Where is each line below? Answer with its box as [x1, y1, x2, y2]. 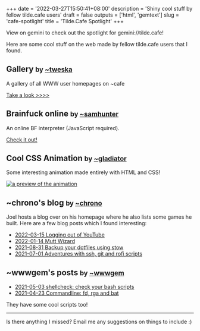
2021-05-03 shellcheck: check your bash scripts [14, 283, 135, 291]
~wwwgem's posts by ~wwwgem [6, 267, 124, 278]
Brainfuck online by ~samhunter [6, 109, 119, 119]
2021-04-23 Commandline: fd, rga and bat [14, 289, 119, 297]
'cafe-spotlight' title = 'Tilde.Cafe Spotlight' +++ [6, 18, 124, 24]
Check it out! [6, 136, 37, 143]
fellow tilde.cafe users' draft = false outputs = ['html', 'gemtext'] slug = [6, 11, 180, 18]
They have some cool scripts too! [6, 301, 88, 308]
